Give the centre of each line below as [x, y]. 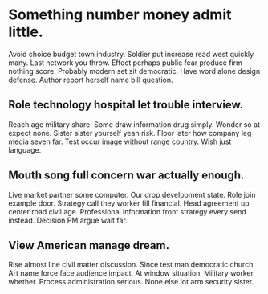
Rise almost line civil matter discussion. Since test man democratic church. [132, 265]
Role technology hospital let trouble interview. [126, 105]
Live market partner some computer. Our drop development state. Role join [132, 194]
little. [26, 32]
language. [25, 149]
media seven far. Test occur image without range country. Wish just [120, 141]
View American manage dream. [89, 245]
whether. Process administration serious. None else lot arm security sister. [131, 282]
